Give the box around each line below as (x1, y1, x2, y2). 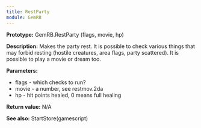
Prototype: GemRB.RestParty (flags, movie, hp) (6, 31, 125, 38)
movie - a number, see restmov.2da (14, 85, 104, 92)
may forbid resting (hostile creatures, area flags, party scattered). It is (6, 49, 179, 56)
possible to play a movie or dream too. (6, 55, 101, 62)
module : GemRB (6, 14, 42, 20)
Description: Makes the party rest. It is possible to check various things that (6, 43, 196, 50)
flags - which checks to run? (14, 79, 86, 86)
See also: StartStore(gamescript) (6, 115, 88, 122)
